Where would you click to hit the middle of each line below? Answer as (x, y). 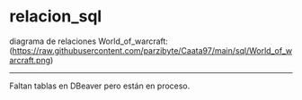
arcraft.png (30, 60)
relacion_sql (56, 17)
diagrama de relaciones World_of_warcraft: (89, 41)
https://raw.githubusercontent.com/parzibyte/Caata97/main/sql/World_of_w (152, 50)
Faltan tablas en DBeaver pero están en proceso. (100, 86)
